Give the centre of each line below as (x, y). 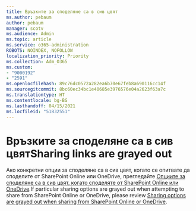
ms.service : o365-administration (48, 45)
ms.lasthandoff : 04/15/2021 (41, 106)
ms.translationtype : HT (36, 95)
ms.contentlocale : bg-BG (37, 100)
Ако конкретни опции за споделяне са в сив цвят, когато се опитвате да (98, 170)
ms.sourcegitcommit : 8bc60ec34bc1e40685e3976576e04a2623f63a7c (86, 89)
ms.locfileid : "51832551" (38, 111)
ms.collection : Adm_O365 (37, 61)
